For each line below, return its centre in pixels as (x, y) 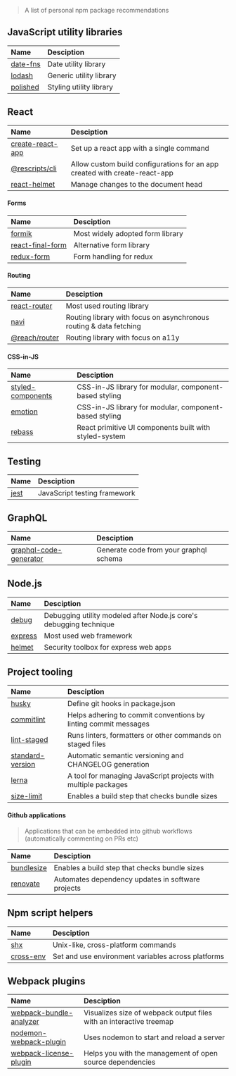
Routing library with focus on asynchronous (137, 318)
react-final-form (39, 245)
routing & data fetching (104, 326)
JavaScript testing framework (86, 493)
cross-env (28, 956)
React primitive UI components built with (144, 428)
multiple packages (98, 785)
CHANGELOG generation (108, 765)
